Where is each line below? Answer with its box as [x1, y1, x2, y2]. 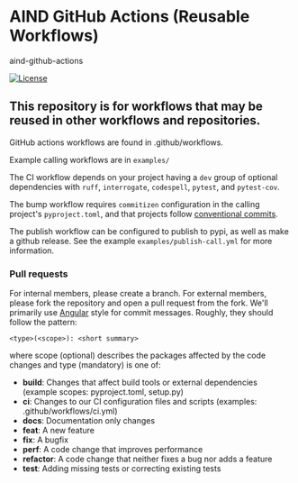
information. [9, 245, 55, 256]
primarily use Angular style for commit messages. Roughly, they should [9, 307, 274, 318]
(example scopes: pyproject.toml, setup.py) [22, 387, 185, 397]
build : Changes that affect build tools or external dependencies [22, 377, 258, 388]
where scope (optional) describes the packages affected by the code [9, 350, 266, 361]
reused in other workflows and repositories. [9, 113, 261, 128]
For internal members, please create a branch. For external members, [9, 288, 267, 299]
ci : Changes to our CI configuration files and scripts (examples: [22, 396, 257, 407]
